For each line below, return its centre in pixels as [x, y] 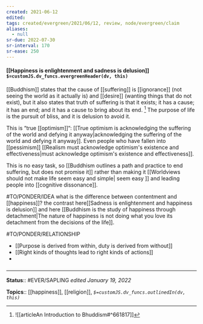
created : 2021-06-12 [32, 12]
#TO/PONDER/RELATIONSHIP [43, 234]
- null [20, 35]
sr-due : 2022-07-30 [31, 40]
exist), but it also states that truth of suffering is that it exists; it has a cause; [100, 102]
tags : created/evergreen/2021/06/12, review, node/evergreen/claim [93, 23]
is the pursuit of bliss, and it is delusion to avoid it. [69, 116]
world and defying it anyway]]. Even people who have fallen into [86, 141]
